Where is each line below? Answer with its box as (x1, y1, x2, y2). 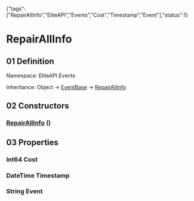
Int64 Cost (6, 155, 38, 163)
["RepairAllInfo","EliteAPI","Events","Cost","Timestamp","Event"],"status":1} (6, 11, 188, 19)
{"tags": (6, 5, 26, 12)
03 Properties (6, 137, 58, 147)
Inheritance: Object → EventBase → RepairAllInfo (6, 84, 127, 90)
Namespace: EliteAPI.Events (6, 72, 76, 79)
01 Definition (6, 56, 55, 66)
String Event (6, 187, 43, 196)
